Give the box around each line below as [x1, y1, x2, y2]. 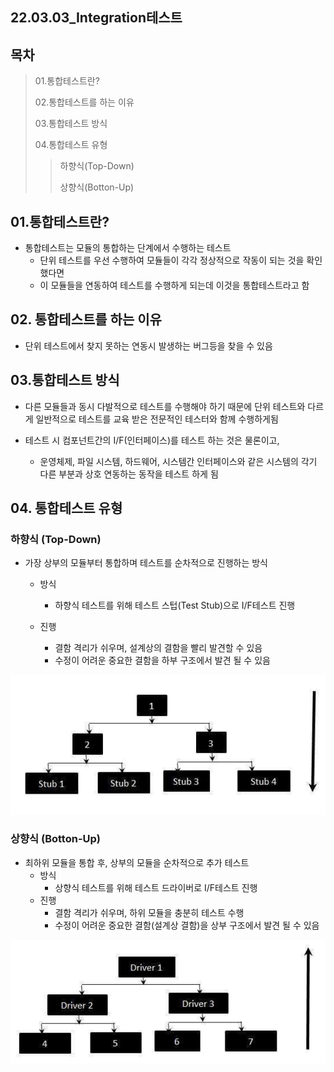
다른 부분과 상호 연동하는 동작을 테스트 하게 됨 [39, 468, 219, 480]
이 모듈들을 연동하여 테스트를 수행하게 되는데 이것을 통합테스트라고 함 [39, 279, 310, 292]
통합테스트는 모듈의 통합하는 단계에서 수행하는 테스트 [24, 242, 232, 254]
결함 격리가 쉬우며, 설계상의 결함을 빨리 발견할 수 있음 [54, 642, 263, 654]
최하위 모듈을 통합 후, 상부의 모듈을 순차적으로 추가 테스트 [24, 856, 250, 868]
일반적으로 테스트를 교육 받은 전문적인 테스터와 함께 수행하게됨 [35, 413, 279, 425]
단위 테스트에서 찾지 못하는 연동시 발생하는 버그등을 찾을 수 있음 [24, 339, 273, 352]
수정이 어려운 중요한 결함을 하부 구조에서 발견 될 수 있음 [54, 654, 271, 667]
